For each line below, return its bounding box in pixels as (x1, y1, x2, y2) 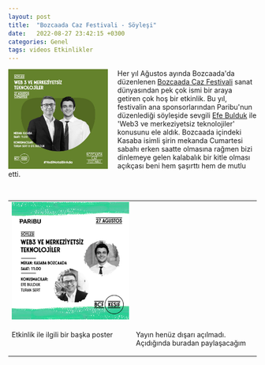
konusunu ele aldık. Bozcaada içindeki (117, 127, 242, 137)
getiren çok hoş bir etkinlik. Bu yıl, (117, 94, 227, 103)
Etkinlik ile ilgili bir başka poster (11, 330, 114, 340)
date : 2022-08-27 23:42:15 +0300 (8, 29, 125, 37)
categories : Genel (8, 38, 69, 46)
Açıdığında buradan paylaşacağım (136, 338, 246, 348)
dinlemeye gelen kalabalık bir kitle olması (117, 152, 251, 162)
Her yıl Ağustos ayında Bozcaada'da (117, 69, 235, 78)
